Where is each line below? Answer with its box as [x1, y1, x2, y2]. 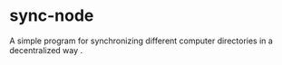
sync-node [9, 5, 94, 26]
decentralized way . [9, 44, 83, 55]
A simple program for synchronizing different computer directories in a [9, 35, 274, 46]
